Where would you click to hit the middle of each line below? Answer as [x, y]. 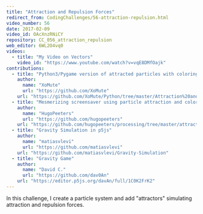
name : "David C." [44, 170]
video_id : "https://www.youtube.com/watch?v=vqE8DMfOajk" [92, 62]
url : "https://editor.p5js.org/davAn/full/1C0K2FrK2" [86, 181]
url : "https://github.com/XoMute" [66, 91]
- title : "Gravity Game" [43, 158]
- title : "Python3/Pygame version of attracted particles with [93, 74]
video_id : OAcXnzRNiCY [35, 35]
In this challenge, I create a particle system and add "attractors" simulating [99, 198]
